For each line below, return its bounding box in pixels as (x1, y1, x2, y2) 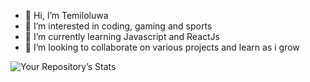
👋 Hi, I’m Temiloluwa (24, 10, 109, 21)
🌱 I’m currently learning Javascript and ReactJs (24, 31, 220, 42)
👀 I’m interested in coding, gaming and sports (24, 20, 213, 32)
